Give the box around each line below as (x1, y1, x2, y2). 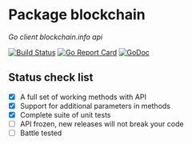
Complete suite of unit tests (19, 110, 111, 119)
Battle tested (19, 128, 62, 138)
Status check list (8, 70, 94, 85)
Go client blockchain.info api (8, 32, 103, 42)
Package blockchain (8, 6, 146, 24)
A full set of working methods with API (19, 92, 146, 102)
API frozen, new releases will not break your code (19, 118, 184, 129)
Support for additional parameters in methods (19, 101, 170, 110)
